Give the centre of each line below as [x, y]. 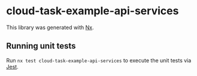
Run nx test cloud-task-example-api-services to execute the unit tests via [99, 60]
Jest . [13, 66]
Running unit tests [41, 46]
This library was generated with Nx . [50, 27]
